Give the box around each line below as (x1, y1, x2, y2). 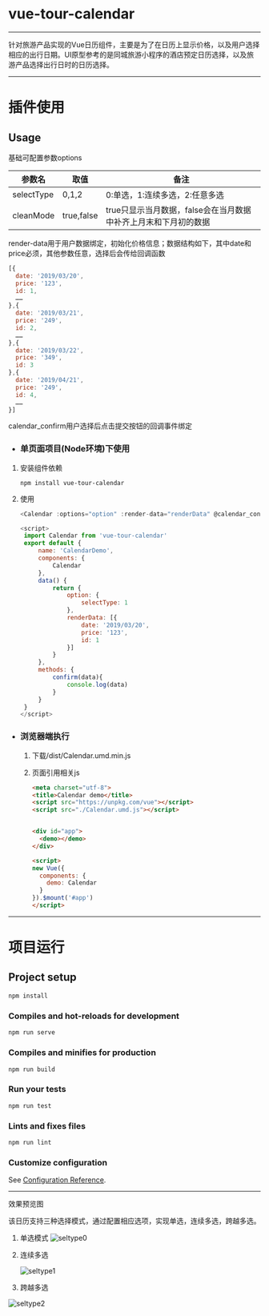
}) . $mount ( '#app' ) (31, 894, 94, 902)
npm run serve (8, 1029, 56, 1037)
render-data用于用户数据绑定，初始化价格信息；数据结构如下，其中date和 (8, 238, 252, 248)
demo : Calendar (46, 879, 98, 887)
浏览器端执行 (19, 731, 70, 742)
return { (52, 584, 82, 592)
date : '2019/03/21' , (15, 309, 84, 317)
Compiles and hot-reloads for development (8, 1010, 180, 1021)
